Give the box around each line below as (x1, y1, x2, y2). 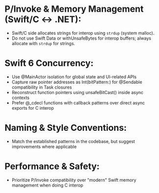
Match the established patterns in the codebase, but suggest (11, 138, 135, 144)
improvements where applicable (11, 144, 77, 149)
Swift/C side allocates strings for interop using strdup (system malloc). (11, 30, 155, 36)
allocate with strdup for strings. (11, 40, 76, 46)
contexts (11, 95, 30, 100)
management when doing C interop (11, 182, 83, 188)
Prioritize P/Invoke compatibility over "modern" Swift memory (11, 177, 136, 183)
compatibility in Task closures (11, 84, 72, 90)
